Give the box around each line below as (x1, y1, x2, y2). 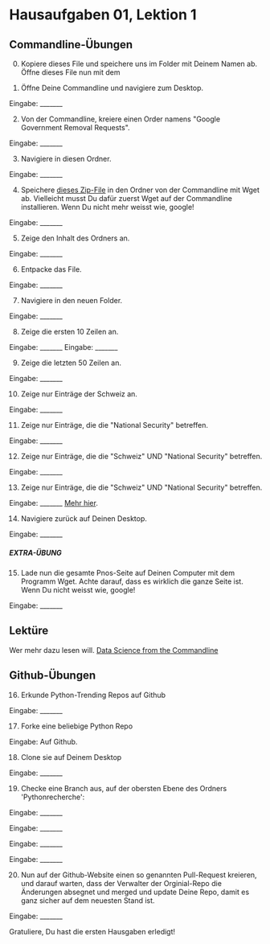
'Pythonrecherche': (20, 792, 85, 802)
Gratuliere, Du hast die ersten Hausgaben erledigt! (9, 926, 176, 936)
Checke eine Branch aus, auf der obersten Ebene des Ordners (20, 783, 227, 793)
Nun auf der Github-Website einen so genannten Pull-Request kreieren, (20, 870, 257, 880)
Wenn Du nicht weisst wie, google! (20, 585, 136, 594)
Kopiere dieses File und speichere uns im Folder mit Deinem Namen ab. (20, 59, 258, 68)
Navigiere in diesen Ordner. (20, 154, 112, 163)
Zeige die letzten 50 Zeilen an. (20, 358, 121, 367)
